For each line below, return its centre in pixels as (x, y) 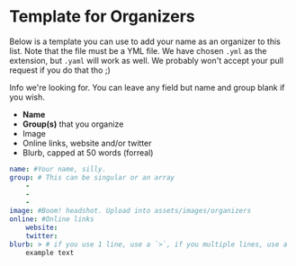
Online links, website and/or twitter (87, 143)
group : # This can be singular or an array (92, 177)
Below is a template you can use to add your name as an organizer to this (145, 41)
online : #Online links (52, 219)
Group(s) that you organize (73, 124)
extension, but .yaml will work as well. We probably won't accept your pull (147, 60)
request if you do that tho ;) (60, 70)
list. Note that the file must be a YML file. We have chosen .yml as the (138, 50)
